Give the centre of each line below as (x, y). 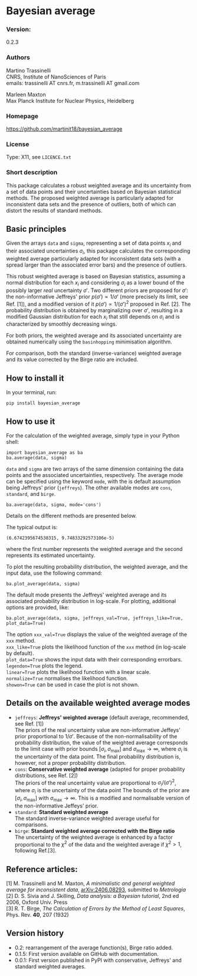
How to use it (31, 421)
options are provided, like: (38, 607)
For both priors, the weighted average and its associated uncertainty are (94, 336)
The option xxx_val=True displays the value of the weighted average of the (97, 634)
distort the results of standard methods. (54, 210)
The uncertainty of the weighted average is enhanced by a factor (93, 837)
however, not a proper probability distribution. (70, 763)
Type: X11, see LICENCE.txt (39, 157)
